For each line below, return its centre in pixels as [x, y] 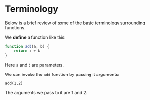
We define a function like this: [35, 37]
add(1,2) [14, 83]
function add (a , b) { [27, 46]
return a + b [27, 51]
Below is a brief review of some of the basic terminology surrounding [75, 23]
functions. [15, 27]
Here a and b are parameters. [35, 65]
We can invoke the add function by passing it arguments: [62, 74]
